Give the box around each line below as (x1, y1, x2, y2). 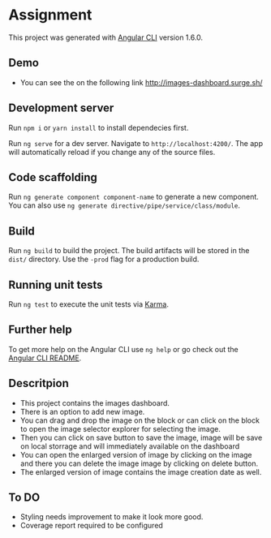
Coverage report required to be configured (19, 521, 164, 531)
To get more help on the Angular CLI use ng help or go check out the (8, 344, 239, 354)
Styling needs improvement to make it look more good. (19, 512, 204, 522)
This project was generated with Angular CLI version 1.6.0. (8, 32, 204, 42)
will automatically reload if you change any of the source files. (8, 147, 216, 157)
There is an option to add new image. (19, 407, 145, 416)
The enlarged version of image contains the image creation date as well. (19, 467, 262, 476)
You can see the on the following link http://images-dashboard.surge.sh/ (19, 77, 263, 87)
